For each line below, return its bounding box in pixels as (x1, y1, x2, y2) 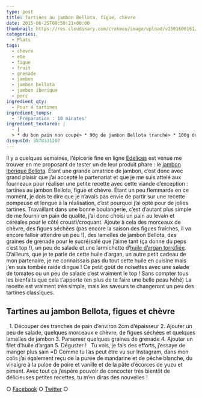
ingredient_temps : (6, 110, 52, 116)
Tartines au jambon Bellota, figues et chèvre (6, 306, 176, 317)
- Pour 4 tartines (11, 104, 58, 110)
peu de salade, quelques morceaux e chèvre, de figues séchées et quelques (6, 329, 196, 336)
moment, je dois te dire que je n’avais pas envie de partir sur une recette (6, 192, 185, 200)
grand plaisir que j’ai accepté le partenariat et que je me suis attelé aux (6, 173, 182, 181)
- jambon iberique (11, 87, 58, 93)
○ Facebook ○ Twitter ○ (6, 385, 69, 393)
